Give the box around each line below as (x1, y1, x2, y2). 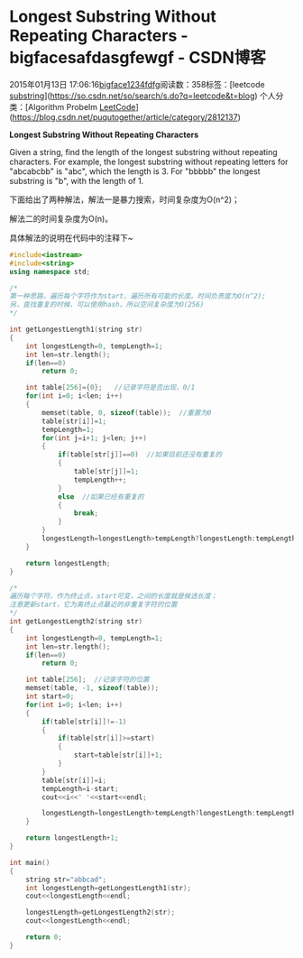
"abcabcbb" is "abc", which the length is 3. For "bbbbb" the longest (9, 165, 261, 177)
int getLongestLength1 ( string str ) (9, 325, 143, 335)
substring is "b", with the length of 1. (9, 175, 144, 186)
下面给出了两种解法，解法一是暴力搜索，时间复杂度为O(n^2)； (9, 194, 241, 205)
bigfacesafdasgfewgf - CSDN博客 (9, 48, 266, 69)
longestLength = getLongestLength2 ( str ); (25, 908, 176, 917)
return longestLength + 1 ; (25, 834, 119, 843)
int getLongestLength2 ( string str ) (9, 617, 143, 626)
